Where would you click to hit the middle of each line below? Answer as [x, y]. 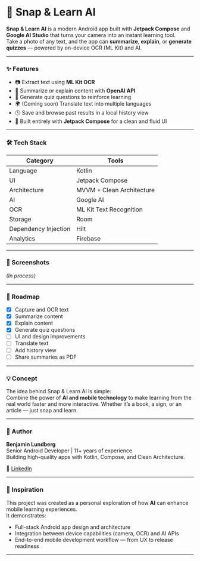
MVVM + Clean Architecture [115, 190]
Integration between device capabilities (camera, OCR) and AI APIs [97, 533]
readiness [27, 546]
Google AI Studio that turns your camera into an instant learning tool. [91, 35]
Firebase [89, 238]
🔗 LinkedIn [19, 468]
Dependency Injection [40, 229]
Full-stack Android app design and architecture [73, 527]
